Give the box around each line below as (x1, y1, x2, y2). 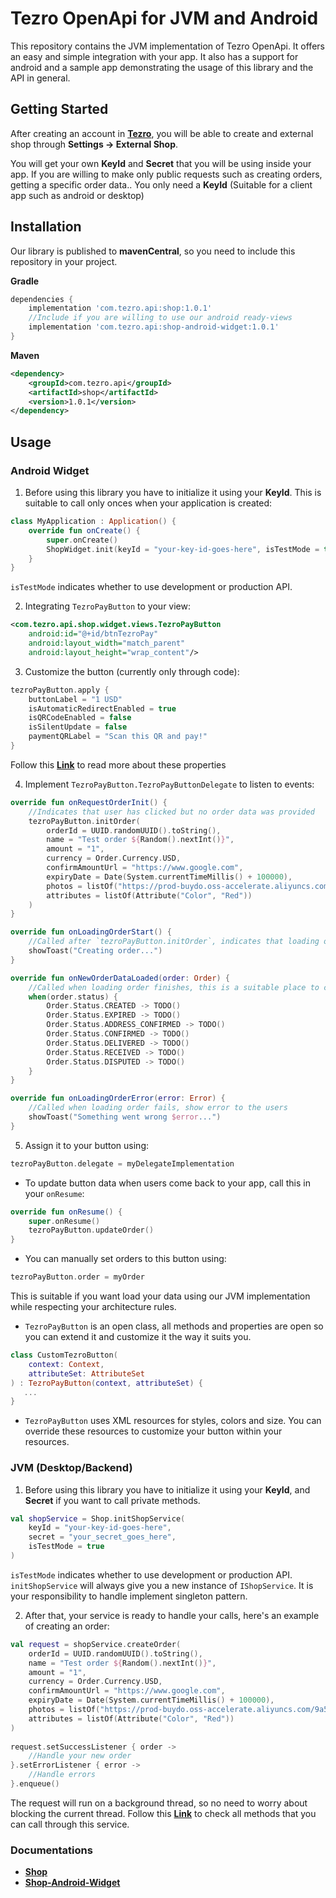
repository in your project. (10, 255, 118, 267)
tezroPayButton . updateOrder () (28, 1225, 155, 1236)
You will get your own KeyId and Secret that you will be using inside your (10, 157, 312, 169)
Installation (10, 218, 82, 236)
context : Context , (28, 1359, 105, 1369)
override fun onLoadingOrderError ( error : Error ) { (10, 1093, 226, 1104)
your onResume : (24, 1187, 85, 1199)
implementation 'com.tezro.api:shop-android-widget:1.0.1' (28, 322, 280, 332)
